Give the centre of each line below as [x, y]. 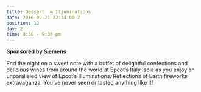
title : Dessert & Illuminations [49, 12]
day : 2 [15, 29]
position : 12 [23, 23]
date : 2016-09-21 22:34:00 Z [43, 18]
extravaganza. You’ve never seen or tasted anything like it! [80, 83]
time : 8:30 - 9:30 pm [34, 34]
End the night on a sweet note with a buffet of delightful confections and [97, 64]
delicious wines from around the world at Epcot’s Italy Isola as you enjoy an [100, 70]
